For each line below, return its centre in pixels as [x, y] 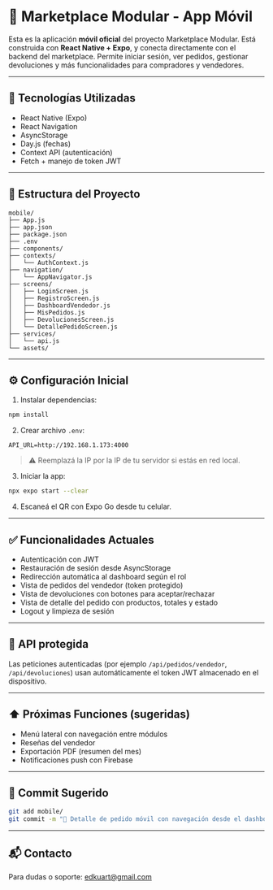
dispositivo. [28, 681]
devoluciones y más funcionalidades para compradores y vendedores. [126, 65]
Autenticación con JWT [59, 559]
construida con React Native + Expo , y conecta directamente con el [122, 47]
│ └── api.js [34, 341]
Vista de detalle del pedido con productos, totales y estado [119, 602]
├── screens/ [30, 284]
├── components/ [36, 248]
